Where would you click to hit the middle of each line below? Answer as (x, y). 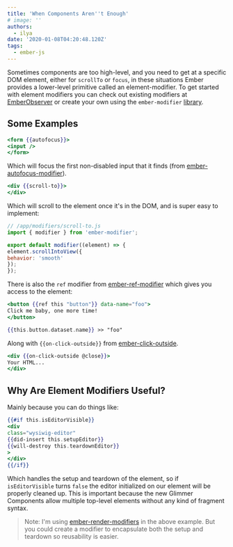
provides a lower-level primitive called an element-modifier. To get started (113, 87)
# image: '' (24, 20)
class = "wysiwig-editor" (42, 433)
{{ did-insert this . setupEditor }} (56, 439)
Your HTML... (26, 363)
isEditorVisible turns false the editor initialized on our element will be (109, 486)
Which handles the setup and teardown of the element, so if (93, 479)
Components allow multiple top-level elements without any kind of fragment (116, 501)
